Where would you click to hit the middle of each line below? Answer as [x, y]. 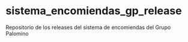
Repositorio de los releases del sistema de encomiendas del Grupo [88, 27]
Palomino [17, 33]
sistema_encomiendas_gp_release [94, 11]
